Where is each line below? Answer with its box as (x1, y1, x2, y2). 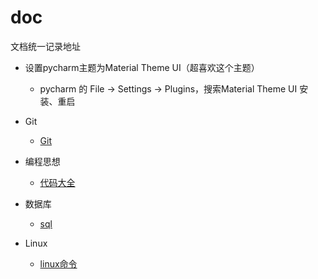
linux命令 (39, 257, 78, 270)
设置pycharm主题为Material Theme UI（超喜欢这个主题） (24, 61, 260, 73)
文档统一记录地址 (10, 40, 81, 52)
